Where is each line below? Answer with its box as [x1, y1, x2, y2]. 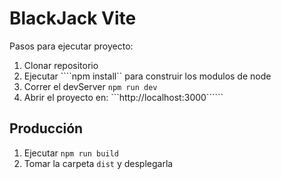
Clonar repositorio [23, 59, 99, 71]
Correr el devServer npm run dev [23, 80, 158, 92]
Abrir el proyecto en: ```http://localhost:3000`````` [23, 91, 224, 103]
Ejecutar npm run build [23, 147, 119, 159]
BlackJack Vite [9, 7, 137, 30]
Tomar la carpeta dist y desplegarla [23, 157, 174, 169]
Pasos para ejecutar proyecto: [9, 40, 134, 52]
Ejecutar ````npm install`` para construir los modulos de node [23, 70, 272, 82]
